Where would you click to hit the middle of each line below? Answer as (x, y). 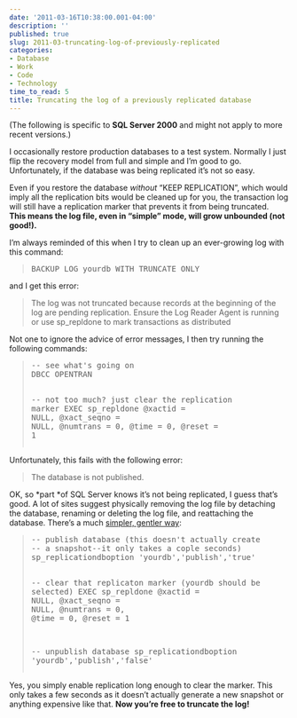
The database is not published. (87, 477)
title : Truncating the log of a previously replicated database (130, 100)
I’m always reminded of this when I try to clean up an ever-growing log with (147, 243)
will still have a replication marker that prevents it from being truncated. (139, 207)
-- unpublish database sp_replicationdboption (134, 652)
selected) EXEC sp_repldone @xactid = (115, 592)
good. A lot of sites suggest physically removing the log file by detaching (142, 504)
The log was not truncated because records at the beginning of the (153, 304)
